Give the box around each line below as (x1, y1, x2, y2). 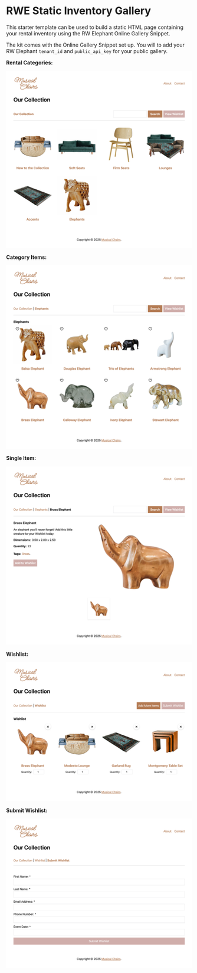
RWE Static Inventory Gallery (6, 4, 152, 18)
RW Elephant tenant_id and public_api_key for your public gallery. (6, 47, 168, 54)
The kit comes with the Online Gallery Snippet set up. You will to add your (6, 41, 185, 48)
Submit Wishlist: (6, 807, 48, 814)
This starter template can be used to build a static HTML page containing (6, 24, 184, 31)
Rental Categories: (6, 59, 53, 66)
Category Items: (6, 254, 47, 261)
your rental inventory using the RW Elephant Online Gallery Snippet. (6, 29, 170, 37)
